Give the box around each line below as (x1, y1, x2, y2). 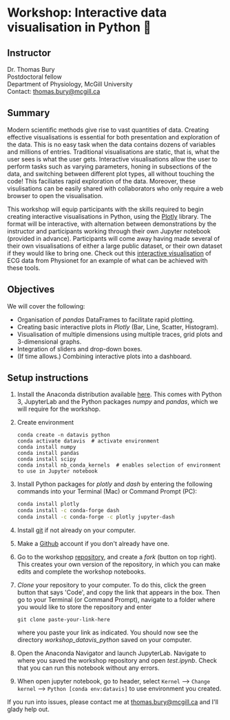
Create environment (17, 418, 74, 427)
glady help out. (7, 706, 50, 714)
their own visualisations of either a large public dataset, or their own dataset (7, 242, 222, 250)
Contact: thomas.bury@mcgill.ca (7, 88, 101, 95)
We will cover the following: (7, 302, 85, 310)
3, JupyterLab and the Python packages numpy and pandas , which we (17, 398, 218, 406)
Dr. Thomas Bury (7, 66, 55, 73)
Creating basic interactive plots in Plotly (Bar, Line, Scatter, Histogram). (17, 322, 219, 331)
